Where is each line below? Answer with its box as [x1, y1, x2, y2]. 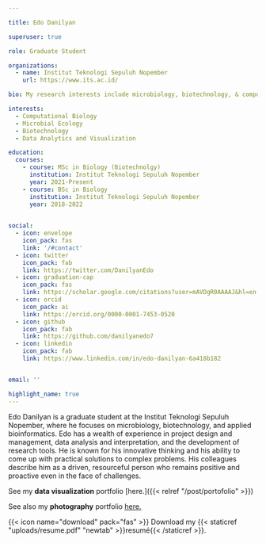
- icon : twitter [15, 251, 69, 259]
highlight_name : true [8, 390, 80, 398]
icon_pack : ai [22, 303, 69, 311]
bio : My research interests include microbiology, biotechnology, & [8, 90, 239, 99]
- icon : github [15, 318, 66, 326]
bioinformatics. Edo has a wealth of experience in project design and [8, 429, 233, 438]
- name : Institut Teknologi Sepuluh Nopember [15, 69, 169, 77]
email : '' [8, 376, 41, 384]
